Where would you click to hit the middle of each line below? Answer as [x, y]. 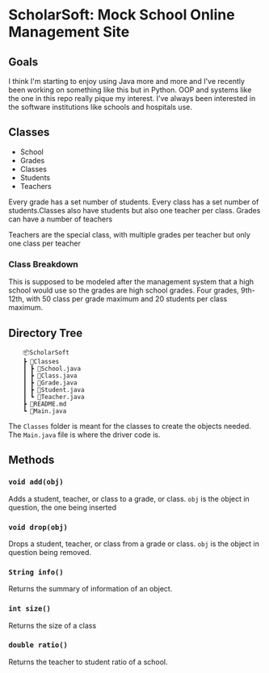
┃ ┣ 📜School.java [52, 368]
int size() [29, 609]
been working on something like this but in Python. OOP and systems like [130, 90]
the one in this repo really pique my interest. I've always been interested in [132, 98]
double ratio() [38, 645]
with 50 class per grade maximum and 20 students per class [127, 299]
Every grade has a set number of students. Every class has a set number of [134, 202]
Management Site [69, 32]
